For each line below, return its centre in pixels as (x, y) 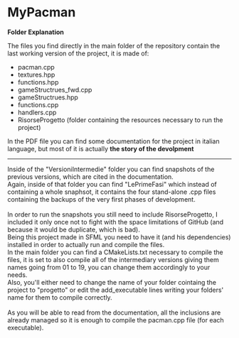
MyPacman (42, 12)
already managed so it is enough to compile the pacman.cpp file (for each (116, 320)
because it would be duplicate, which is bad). (74, 229)
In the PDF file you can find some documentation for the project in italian (113, 141)
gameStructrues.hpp (48, 97)
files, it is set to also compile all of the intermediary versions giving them (113, 259)
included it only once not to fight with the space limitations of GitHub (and (116, 222)
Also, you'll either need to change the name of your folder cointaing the (112, 282)
